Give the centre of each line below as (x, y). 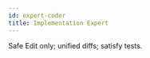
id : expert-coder (37, 15)
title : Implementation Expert (59, 23)
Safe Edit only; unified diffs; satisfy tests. (75, 45)
